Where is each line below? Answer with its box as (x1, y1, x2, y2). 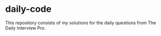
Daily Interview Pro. (5, 25, 46, 31)
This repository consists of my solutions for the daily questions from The (5, 20, 156, 26)
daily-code (5, 3, 52, 15)
